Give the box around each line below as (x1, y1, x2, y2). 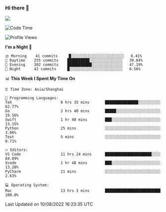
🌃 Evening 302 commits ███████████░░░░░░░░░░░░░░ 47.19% (5, 62, 143, 67)
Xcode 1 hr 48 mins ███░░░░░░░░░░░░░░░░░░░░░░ (5, 161, 161, 166)
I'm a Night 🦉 (5, 44, 32, 50)
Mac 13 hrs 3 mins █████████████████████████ (5, 188, 161, 193)
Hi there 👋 (5, 4, 30, 11)
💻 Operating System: (5, 183, 50, 188)
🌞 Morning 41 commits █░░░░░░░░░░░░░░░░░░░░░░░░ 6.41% (5, 54, 142, 59)
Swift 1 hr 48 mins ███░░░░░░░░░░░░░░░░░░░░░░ (5, 117, 161, 123)
